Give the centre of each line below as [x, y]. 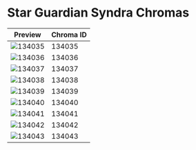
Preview [27, 35]
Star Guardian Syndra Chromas [98, 13]
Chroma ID [69, 35]
